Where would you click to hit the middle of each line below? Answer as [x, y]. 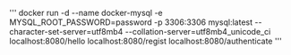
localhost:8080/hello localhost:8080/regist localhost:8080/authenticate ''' [145, 41]
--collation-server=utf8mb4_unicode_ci [198, 31]
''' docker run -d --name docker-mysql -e [86, 13]
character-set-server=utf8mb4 [66, 31]
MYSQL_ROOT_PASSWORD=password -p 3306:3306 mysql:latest [131, 22]
